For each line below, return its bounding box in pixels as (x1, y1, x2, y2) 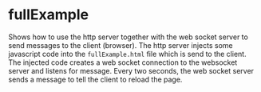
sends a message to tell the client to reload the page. (8, 74, 183, 84)
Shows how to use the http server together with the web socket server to (8, 32, 249, 42)
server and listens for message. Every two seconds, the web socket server (8, 66, 254, 75)
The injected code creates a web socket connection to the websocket (8, 58, 238, 67)
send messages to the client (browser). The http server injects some (8, 40, 233, 50)
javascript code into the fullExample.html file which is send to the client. (8, 49, 247, 58)
